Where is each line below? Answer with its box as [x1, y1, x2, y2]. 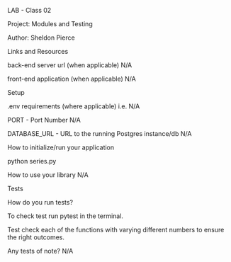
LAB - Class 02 [7, 6, 52, 14]
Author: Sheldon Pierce [7, 33, 76, 42]
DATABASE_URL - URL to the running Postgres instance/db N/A [7, 130, 192, 137]
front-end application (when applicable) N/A [7, 74, 136, 83]
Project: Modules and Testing [7, 20, 94, 28]
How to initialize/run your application [7, 143, 115, 152]
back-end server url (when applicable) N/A [7, 61, 133, 69]
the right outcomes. [7, 233, 65, 241]
